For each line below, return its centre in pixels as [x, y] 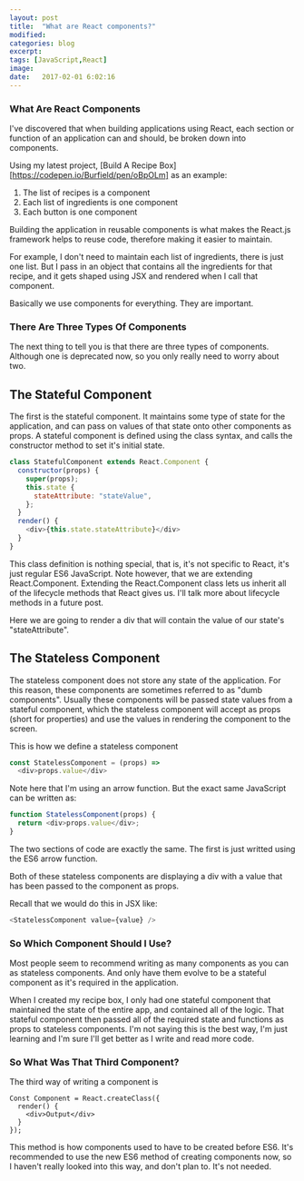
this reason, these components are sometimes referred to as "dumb [136, 690]
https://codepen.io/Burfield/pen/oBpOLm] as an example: [120, 175]
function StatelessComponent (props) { [83, 815]
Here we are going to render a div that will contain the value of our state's [147, 620]
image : [22, 69]
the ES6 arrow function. [54, 858]
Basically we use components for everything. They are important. [132, 303]
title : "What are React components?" [83, 26]
